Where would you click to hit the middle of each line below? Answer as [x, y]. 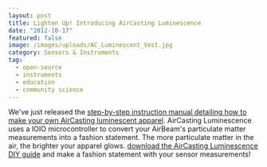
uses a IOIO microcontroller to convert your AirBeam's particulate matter [127, 129]
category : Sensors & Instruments [64, 52]
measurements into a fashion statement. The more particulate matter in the [131, 138]
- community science [49, 89]
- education [35, 82]
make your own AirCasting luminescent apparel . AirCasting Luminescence [130, 121]
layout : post [30, 16]
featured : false [35, 38]
